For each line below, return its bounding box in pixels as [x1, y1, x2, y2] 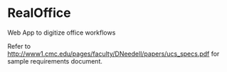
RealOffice [7, 5, 71, 21]
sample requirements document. [7, 56, 103, 65]
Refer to [7, 42, 31, 50]
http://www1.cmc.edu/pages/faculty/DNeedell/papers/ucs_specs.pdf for [7, 49, 220, 58]
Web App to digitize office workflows [7, 28, 116, 37]
